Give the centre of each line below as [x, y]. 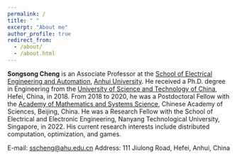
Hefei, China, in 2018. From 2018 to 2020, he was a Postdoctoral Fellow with [118, 96]
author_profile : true [39, 34]
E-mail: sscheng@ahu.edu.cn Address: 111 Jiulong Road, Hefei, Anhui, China [119, 148]
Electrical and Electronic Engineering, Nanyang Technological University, [114, 119]
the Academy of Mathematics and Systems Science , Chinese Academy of [115, 104]
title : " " [23, 21]
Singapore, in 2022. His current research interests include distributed [109, 126]
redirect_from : [30, 40]
